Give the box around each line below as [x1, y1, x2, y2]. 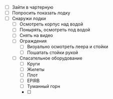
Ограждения [19, 38, 47, 44]
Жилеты [27, 66, 45, 72]
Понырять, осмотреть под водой [19, 27, 90, 33]
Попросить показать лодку [12, 10, 71, 16]
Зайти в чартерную [12, 4, 54, 10]
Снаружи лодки [12, 15, 46, 21]
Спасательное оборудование [19, 55, 82, 61]
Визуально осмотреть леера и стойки [27, 43, 108, 49]
